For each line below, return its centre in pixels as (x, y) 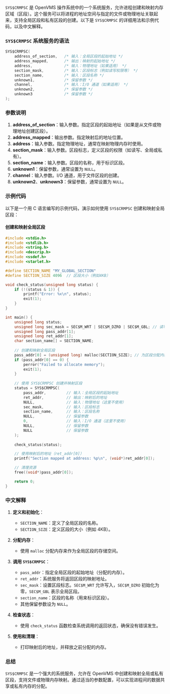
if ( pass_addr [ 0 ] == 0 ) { (42, 360)
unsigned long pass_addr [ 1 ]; (45, 332)
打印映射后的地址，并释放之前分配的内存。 (65, 647)
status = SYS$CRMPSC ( (37, 388)
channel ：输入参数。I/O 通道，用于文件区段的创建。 (67, 175)
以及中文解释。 (30, 26)
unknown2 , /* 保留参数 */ (54, 89)
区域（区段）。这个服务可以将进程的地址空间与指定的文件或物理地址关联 (79, 14)
